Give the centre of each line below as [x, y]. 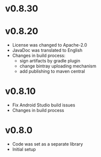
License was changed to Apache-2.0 [50, 45]
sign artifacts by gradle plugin [50, 61]
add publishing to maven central [52, 71]
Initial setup [24, 149]
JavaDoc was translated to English [47, 51]
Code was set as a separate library [48, 144]
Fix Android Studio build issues [44, 105]
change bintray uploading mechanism [58, 66]
